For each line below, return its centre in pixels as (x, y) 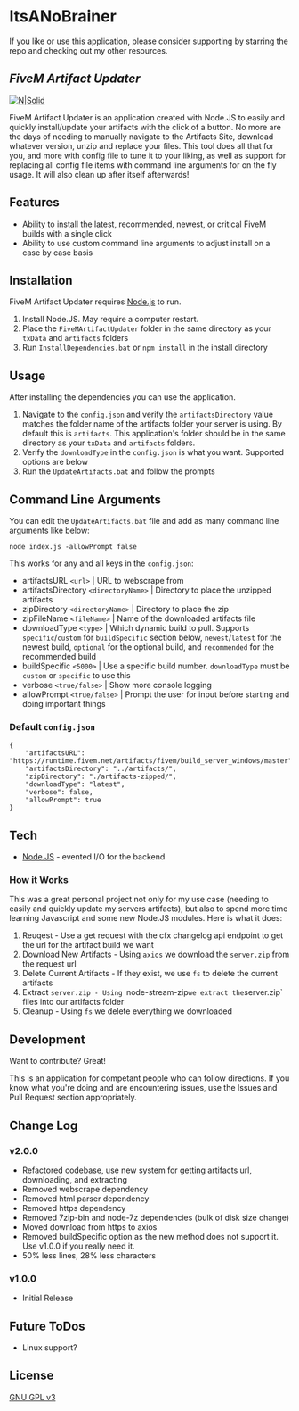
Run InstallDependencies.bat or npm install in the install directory (145, 348)
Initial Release (48, 1298)
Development (48, 1039)
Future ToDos (48, 1326)
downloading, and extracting (74, 1179)
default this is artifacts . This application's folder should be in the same (154, 434)
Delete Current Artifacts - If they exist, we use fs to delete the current (150, 974)
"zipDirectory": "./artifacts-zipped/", (101, 777)
